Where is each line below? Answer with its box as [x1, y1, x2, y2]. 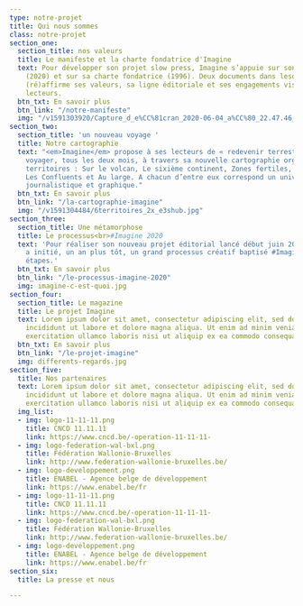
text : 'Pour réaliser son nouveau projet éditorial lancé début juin [17, 240, 284, 249]
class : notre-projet [9, 30, 87, 39]
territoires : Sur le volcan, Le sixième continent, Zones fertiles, [25, 164, 293, 173]
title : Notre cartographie [17, 139, 119, 148]
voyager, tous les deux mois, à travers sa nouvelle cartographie [25, 155, 280, 165]
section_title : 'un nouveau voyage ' [17, 131, 160, 140]
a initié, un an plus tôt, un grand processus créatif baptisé [25, 248, 269, 257]
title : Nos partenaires [17, 373, 106, 383]
